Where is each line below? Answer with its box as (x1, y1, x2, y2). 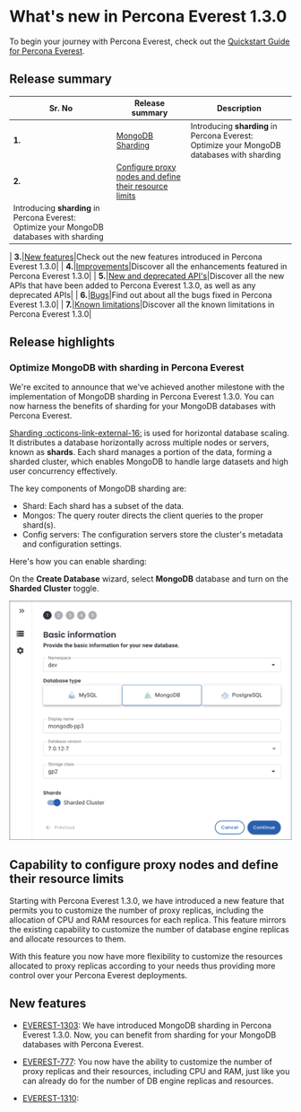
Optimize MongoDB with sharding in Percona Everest (9, 361, 245, 373)
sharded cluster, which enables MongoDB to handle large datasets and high (9, 456, 289, 468)
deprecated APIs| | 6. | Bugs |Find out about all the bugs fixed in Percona (9, 289, 272, 300)
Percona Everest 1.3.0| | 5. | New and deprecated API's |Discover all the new (9, 270, 285, 281)
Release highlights (9, 334, 116, 349)
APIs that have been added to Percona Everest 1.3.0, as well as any (9, 280, 256, 291)
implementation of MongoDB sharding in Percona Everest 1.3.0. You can (9, 391, 275, 402)
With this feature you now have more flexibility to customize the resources (9, 950, 284, 961)
